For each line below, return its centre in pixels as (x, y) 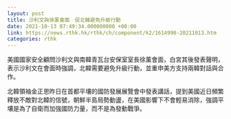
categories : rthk (32, 39)
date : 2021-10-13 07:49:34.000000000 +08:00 (72, 26)
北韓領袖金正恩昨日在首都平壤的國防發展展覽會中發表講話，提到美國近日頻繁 (115, 91)
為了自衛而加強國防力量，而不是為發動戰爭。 (82, 109)
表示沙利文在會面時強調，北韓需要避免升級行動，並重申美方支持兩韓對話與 (112, 68)
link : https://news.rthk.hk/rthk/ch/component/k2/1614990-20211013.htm (112, 33)
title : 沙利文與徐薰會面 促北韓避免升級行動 (64, 20)
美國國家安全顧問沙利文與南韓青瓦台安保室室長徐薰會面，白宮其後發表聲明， (115, 60)
